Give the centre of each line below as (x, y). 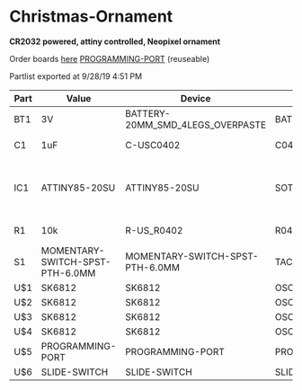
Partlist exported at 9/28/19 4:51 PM (75, 76)
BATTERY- (148, 113)
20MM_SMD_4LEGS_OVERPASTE (196, 125)
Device (195, 98)
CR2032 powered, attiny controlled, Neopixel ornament (115, 41)
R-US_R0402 (154, 230)
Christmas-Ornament (91, 17)
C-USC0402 (153, 145)
